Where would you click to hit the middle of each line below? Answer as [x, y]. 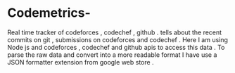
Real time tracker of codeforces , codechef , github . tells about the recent [115, 32]
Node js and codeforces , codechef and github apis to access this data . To [116, 47]
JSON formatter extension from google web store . [81, 62]
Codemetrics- [49, 13]
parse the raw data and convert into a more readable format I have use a [112, 55]
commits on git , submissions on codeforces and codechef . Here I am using [118, 39]
